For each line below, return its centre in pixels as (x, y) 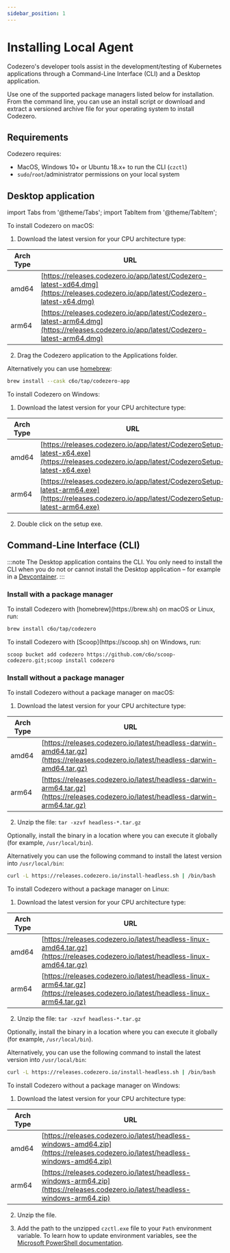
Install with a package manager (60, 594)
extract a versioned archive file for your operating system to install (101, 109)
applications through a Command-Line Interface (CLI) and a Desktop (104, 73)
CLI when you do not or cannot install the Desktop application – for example (114, 569)
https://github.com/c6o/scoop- (131, 655)
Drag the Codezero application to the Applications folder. (97, 355)
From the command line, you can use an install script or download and (106, 101)
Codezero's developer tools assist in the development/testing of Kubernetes (115, 66)
